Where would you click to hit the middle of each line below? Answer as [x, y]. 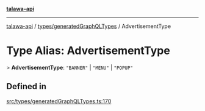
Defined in [27, 86]
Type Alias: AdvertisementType [88, 51]
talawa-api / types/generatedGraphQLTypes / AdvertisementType [89, 26]
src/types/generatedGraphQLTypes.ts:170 [59, 101]
